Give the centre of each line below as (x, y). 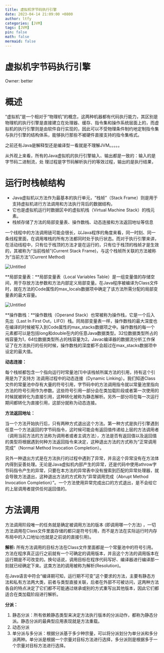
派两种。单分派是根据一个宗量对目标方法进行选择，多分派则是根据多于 (83, 639)
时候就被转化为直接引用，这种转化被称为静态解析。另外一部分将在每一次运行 (82, 396)
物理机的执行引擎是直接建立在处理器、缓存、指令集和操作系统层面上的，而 (80, 122)
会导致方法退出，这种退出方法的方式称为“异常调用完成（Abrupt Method (77, 476)
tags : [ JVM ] (17, 28)
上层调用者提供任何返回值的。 (39, 489)
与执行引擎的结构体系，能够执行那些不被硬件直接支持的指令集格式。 (73, 135)
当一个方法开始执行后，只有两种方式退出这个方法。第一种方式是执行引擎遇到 (82, 423)
